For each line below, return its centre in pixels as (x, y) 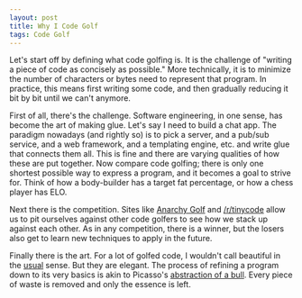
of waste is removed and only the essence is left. (100, 284)
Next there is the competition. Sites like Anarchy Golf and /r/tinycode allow (147, 210)
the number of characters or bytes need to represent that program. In (138, 79)
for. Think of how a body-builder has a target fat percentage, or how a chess (151, 183)
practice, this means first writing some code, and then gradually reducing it (149, 89)
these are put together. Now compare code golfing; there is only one (137, 164)
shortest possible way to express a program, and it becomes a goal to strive (150, 173)
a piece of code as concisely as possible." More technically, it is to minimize (150, 69)
